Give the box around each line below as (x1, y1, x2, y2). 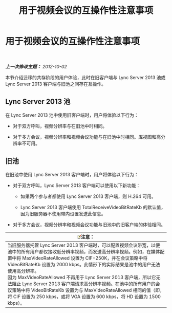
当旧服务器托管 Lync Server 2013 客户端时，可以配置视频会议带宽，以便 (7, 242, 160, 248)
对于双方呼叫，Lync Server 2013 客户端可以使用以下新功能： (12, 182, 141, 188)
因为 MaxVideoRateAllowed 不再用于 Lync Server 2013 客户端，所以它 (7, 274, 156, 281)
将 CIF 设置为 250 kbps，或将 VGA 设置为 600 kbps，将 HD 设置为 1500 (7, 293, 161, 300)
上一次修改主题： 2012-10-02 (5, 63, 68, 69)
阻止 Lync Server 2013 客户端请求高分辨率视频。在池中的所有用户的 (12, 281, 156, 287)
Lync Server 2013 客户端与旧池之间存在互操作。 (5, 81, 106, 87)
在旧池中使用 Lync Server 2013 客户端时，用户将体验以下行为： (5, 171, 139, 177)
